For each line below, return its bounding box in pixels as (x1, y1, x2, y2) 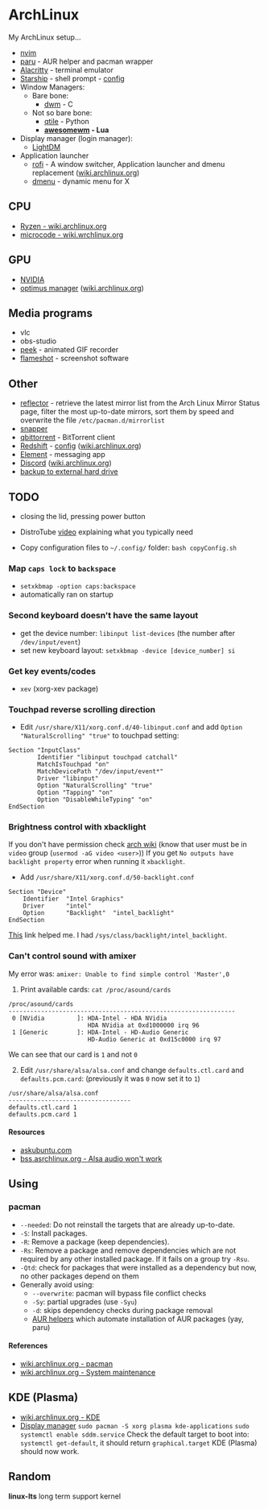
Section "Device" (8, 888, 67, 896)
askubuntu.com (19, 1145, 72, 1154)
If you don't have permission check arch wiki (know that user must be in (8, 840, 248, 850)
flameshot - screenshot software (19, 353, 130, 364)
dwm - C (43, 99, 74, 109)
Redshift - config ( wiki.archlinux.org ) (19, 441, 142, 451)
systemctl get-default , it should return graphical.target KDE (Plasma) (19, 1437, 258, 1448)
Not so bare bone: (31, 107, 93, 118)
